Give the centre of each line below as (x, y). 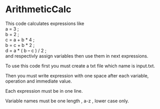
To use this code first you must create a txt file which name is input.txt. (80, 66)
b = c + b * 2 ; (20, 45)
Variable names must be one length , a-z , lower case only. (67, 101)
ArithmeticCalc (38, 9)
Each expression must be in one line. (44, 91)
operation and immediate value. (39, 81)
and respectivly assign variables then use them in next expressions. (77, 56)
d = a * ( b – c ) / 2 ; (26, 50)
